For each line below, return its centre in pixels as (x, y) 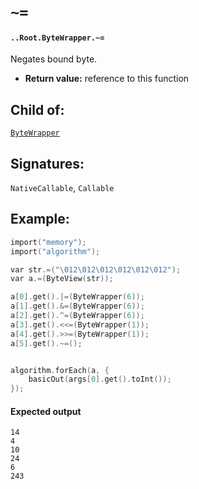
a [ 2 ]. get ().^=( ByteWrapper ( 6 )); (77, 316)
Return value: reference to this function (107, 79)
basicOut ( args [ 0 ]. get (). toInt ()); (100, 379)
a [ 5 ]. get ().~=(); (46, 343)
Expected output (46, 411)
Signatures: (47, 163)
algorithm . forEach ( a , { (60, 370)
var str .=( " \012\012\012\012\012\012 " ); (96, 269)
